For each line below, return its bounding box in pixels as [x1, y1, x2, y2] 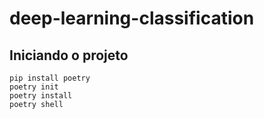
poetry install [9, 91, 73, 101]
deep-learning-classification [9, 7, 255, 30]
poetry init [9, 82, 59, 92]
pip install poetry [9, 73, 91, 83]
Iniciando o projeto [9, 47, 129, 64]
